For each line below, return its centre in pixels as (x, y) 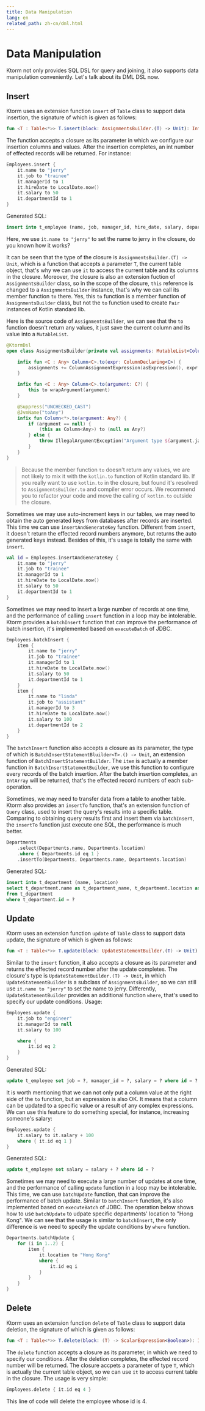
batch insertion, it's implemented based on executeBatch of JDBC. (89, 628)
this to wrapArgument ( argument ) (70, 390)
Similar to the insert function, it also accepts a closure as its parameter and (102, 963)
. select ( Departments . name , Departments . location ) (82, 848)
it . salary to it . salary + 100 (56, 1135)
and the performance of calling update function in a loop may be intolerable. (102, 1188)
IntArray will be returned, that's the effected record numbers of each (93, 781)
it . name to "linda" (53, 697)
